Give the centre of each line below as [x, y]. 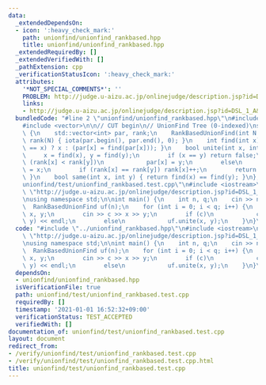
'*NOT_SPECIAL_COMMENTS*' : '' [72, 89]
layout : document [37, 339]
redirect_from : [33, 346]
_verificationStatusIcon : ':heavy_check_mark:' [95, 74]
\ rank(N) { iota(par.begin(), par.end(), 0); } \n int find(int [136, 140]
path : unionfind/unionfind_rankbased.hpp [91, 38]
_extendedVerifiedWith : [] [60, 60]
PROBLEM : [37, 96]
